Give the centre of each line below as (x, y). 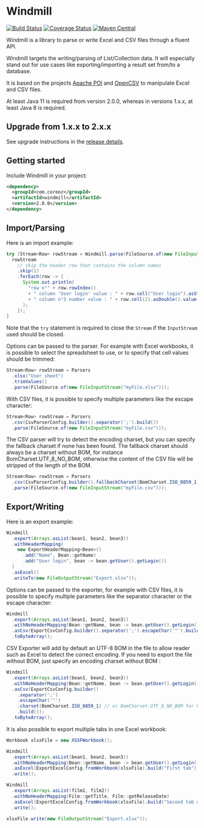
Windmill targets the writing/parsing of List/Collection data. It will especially (101, 58)
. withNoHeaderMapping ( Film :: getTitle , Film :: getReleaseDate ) (91, 796)
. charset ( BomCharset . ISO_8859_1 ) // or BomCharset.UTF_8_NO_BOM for (106, 706)
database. (19, 71)
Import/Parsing (36, 228)
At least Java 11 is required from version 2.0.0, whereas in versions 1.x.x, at (100, 101)
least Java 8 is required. (36, 107)
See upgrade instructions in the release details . (65, 141)
